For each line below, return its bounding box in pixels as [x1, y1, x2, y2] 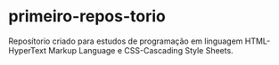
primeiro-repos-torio [8, 6, 167, 27]
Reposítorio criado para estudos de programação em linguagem [8, 36, 243, 46]
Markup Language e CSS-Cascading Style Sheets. [47, 45, 234, 55]
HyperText [8, 45, 46, 55]
